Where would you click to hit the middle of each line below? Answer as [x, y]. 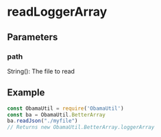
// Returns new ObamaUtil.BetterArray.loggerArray [81, 127]
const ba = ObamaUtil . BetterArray [57, 115]
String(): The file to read [41, 71]
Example [26, 93]
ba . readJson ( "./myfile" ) [42, 121]
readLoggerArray [57, 12]
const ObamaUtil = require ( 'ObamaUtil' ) [66, 108]
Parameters [33, 37]
